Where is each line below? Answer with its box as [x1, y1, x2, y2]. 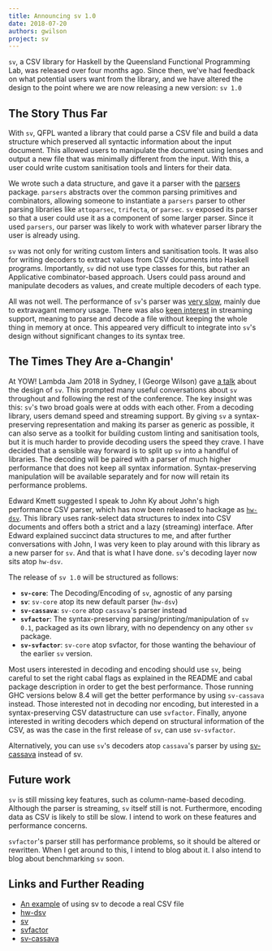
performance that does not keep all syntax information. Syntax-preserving [8, 462, 257, 472]
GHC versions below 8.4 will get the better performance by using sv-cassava [8, 690, 265, 700]
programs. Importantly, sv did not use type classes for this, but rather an [8, 264, 250, 274]
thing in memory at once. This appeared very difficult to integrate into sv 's [8, 322, 257, 332]
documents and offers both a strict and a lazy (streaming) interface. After [8, 522, 253, 532]
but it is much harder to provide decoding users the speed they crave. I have [8, 436, 264, 446]
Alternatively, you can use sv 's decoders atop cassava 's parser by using [8, 740, 248, 750]
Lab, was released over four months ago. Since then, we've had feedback [8, 66, 256, 76]
